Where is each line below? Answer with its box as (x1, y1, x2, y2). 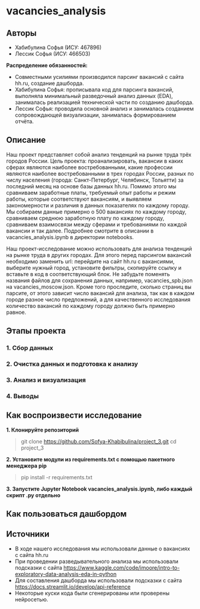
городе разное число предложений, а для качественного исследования (6, 296, 191, 303)
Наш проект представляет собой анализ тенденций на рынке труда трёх (6, 151, 192, 158)
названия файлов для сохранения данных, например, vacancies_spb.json (6, 277, 193, 284)
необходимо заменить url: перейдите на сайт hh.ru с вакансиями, (6, 258, 175, 265)
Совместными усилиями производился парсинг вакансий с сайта (14, 74, 184, 80)
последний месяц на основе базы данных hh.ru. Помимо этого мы (6, 182, 177, 189)
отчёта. (14, 118, 34, 125)
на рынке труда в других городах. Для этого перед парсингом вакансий (6, 251, 192, 258)
